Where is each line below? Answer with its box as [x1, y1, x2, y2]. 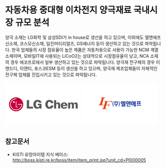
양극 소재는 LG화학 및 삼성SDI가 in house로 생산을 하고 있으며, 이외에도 [5, 34, 144, 40]
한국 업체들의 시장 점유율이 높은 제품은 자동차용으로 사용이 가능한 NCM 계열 [11, 47, 159, 53]
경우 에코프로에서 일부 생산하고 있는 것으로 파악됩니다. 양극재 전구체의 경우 [10, 59, 155, 65]
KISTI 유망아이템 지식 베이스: [12, 151, 69, 157]
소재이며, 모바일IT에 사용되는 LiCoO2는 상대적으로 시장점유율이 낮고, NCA [5, 53, 149, 59]
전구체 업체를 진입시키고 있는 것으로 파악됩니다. [5, 72, 97, 78]
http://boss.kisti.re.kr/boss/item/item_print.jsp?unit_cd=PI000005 [12, 157, 146, 163]
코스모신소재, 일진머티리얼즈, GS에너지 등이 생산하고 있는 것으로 [19, 40, 144, 46]
